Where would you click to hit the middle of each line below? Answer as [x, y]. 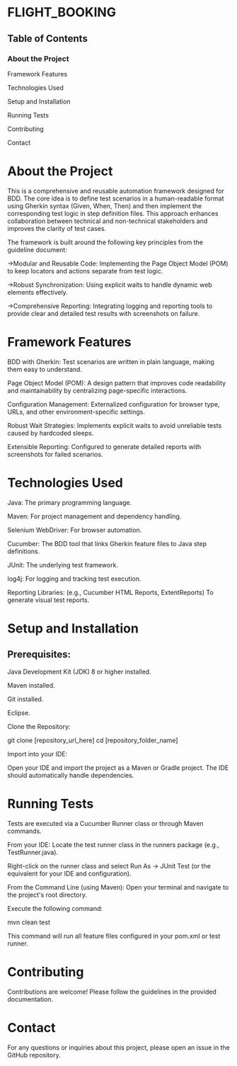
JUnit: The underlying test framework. [63, 565]
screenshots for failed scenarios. [55, 454]
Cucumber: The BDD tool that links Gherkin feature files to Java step [107, 543]
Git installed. [25, 699]
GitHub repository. [34, 1055]
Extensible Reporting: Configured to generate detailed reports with [104, 446]
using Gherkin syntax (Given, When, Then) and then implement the [105, 205]
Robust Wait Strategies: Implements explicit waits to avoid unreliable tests [115, 425]
